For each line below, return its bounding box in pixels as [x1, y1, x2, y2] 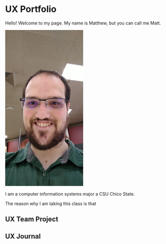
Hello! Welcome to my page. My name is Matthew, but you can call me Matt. [5, 20, 161, 26]
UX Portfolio [5, 3, 57, 15]
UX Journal [5, 232, 41, 241]
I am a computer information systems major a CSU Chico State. [5, 191, 135, 197]
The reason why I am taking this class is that [5, 201, 96, 207]
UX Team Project [5, 215, 59, 224]
